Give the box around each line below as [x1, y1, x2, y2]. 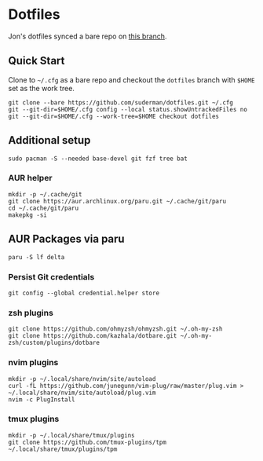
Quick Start [8, 54, 65, 68]
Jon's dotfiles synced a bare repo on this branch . [8, 31, 167, 41]
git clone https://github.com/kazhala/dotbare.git [8, 332, 177, 340]
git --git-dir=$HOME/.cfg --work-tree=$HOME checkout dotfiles [8, 112, 220, 120]
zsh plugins [8, 307, 53, 318]
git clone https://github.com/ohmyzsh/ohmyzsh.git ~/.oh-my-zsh [8, 325, 223, 333]
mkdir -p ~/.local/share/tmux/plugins [8, 431, 135, 439]
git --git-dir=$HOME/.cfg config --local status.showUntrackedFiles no [8, 105, 247, 113]
